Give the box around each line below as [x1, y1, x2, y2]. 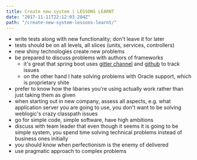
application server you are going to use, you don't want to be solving [14, 104, 182, 111]
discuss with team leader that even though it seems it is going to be [14, 122, 179, 130]
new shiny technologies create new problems [14, 48, 125, 55]
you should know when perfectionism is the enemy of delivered [14, 141, 169, 148]
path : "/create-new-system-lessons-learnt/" [6, 19, 117, 25]
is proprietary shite [23, 79, 69, 86]
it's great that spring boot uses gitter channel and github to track [23, 60, 181, 67]
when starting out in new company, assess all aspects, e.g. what [14, 98, 171, 105]
